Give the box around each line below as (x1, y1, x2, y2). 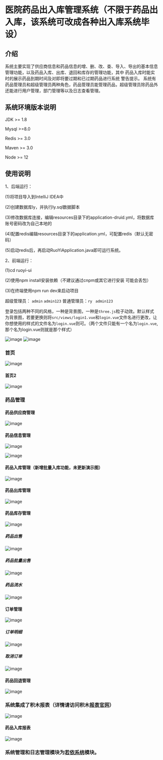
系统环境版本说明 (5, 103, 56, 112)
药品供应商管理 (5, 409, 35, 415)
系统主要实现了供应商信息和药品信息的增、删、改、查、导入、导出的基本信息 (5, 64, 158, 69)
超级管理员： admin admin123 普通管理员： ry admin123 (5, 298, 113, 304)
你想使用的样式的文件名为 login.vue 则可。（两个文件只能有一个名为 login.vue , (5, 320, 158, 326)
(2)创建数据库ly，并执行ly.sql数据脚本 (5, 204, 80, 210)
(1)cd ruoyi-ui (5, 267, 32, 273)
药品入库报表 (5, 725, 31, 731)
